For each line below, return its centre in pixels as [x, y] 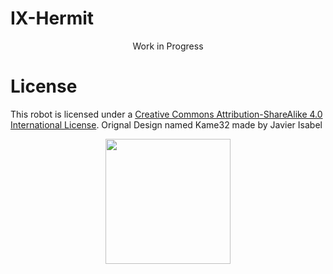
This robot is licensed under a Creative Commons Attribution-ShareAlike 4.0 [166, 114]
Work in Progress [168, 46]
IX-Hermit [52, 18]
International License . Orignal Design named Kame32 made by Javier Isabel [166, 124]
